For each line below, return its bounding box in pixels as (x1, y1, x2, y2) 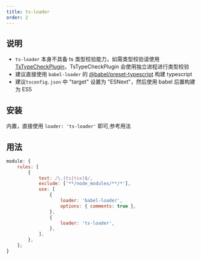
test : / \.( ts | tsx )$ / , (38, 175, 94, 181)
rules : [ (17, 164, 39, 170)
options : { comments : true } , (60, 203, 136, 209)
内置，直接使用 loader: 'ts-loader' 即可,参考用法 (6, 122, 131, 130)
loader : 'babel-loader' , (60, 198, 123, 204)
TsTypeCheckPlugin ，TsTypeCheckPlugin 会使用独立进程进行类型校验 (14, 63, 190, 70)
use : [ (38, 186, 56, 192)
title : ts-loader (6, 8, 50, 15)
